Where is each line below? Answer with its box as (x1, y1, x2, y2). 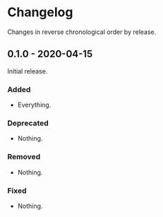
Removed (7, 152, 41, 162)
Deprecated (7, 118, 49, 128)
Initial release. (7, 66, 48, 75)
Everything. (17, 100, 52, 110)
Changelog (7, 4, 73, 20)
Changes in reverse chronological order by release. (7, 28, 157, 36)
